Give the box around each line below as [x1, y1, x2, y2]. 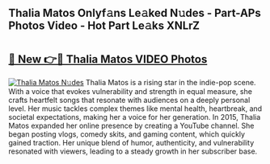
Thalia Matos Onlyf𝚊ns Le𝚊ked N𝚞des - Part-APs [8, 6, 261, 20]
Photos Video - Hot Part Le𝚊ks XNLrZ [8, 19, 200, 33]
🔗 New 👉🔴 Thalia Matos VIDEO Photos [8, 52, 208, 66]
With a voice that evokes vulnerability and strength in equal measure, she [8, 87, 253, 96]
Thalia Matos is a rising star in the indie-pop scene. [85, 78, 256, 87]
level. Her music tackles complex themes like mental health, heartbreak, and [8, 104, 263, 113]
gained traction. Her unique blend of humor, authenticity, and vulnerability [8, 138, 255, 147]
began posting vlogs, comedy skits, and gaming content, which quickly [8, 129, 245, 139]
